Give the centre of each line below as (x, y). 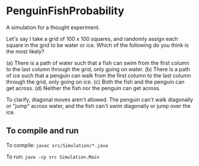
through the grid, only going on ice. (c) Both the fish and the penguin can (96, 82)
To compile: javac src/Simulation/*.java (57, 145)
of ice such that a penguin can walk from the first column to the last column (99, 75)
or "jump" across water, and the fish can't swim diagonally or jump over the (99, 106)
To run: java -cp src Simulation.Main (53, 157)
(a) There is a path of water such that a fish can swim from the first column (98, 63)
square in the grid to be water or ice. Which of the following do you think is (97, 45)
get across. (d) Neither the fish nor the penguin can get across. (83, 88)
